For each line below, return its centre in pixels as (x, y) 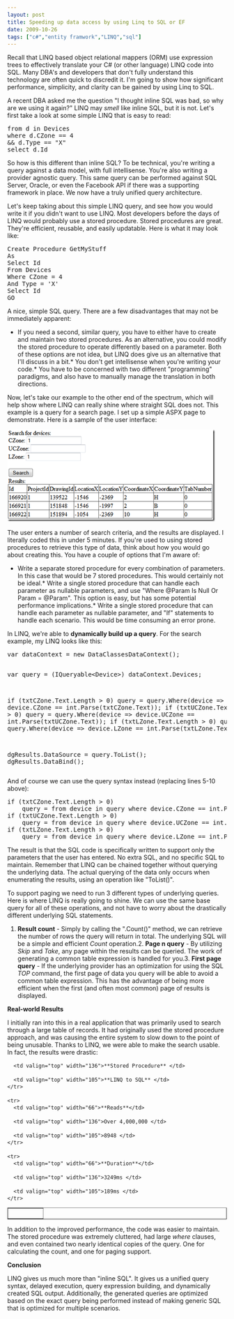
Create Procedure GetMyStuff (57, 249)
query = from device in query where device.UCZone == (116, 823)
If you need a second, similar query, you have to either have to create (117, 332)
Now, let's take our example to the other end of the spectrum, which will (110, 398)
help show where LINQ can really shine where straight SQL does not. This (113, 405)
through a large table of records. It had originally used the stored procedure (116, 1030)
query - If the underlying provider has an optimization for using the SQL (120, 966)
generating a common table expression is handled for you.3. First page (119, 958)
